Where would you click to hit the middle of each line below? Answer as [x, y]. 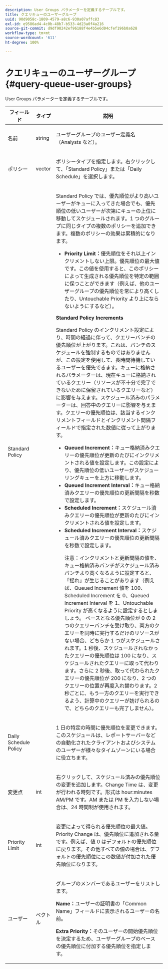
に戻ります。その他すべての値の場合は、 [103, 849]
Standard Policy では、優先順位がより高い [105, 196]
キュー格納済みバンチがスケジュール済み [112, 565]
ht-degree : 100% [22, 43]
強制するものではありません [118, 352]
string [42, 138]
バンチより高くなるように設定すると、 [109, 573]
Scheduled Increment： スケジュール [108, 508]
